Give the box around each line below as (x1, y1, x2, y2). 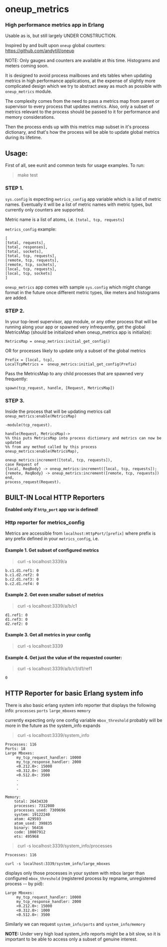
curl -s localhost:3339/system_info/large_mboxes (5, 861, 111, 866)
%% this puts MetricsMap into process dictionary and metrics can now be (5, 436, 162, 441)
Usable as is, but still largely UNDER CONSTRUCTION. (5, 33, 117, 39)
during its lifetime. (5, 134, 42, 141)
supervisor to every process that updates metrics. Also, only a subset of (5, 104, 154, 110)
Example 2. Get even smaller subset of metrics (5, 592, 104, 598)
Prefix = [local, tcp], (5, 357, 55, 362)
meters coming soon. (5, 63, 49, 69)
